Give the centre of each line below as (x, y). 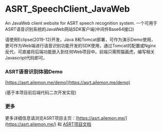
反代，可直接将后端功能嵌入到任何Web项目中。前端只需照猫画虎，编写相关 (80, 52)
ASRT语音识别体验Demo (34, 72)
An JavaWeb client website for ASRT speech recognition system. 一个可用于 (81, 23)
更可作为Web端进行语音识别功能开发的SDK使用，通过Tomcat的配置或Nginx (81, 45)
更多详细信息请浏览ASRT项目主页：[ (41, 118)
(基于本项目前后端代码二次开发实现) (41, 93)
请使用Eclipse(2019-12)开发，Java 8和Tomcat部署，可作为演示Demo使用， (80, 39)
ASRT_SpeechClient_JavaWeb (67, 9)
